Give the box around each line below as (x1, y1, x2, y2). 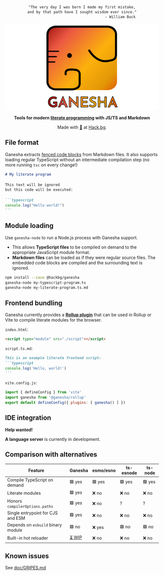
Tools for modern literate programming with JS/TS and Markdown (14, 115, 150, 120)
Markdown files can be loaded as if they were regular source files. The (12, 254, 156, 260)
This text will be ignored (5, 182, 60, 187)
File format (5, 138, 39, 147)
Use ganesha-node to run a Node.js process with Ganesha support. (5, 234, 138, 240)
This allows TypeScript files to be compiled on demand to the (12, 244, 137, 250)
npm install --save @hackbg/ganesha (5, 275, 80, 280)
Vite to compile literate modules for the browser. (5, 317, 102, 323)
